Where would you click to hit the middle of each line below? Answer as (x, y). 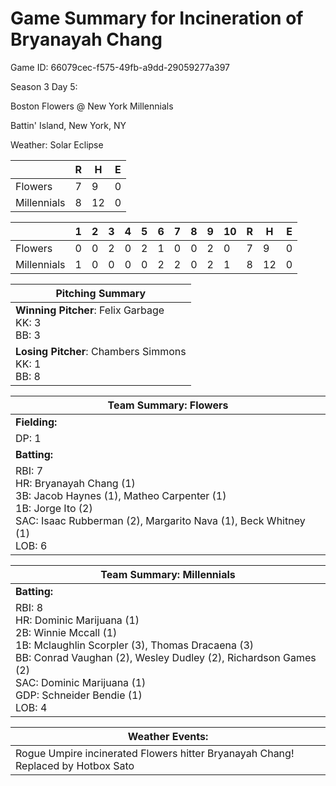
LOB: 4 (31, 707)
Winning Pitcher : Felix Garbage (90, 310)
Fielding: (36, 422)
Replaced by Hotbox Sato (75, 765)
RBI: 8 (29, 607)
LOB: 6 (31, 545)
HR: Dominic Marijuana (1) (77, 620)
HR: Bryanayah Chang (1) (75, 483)
